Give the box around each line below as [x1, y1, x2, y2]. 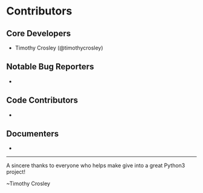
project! [6, 168, 26, 176]
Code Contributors [6, 95, 79, 106]
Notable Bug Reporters [6, 62, 94, 72]
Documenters [6, 128, 59, 139]
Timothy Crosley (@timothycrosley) [14, 44, 104, 51]
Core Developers [6, 28, 71, 39]
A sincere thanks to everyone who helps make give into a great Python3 [6, 162, 185, 169]
